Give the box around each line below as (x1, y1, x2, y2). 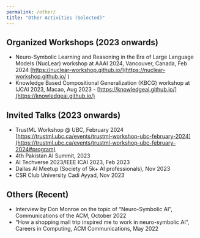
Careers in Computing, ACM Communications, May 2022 (15, 225, 159, 232)
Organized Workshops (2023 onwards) (6, 37, 159, 48)
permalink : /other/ (6, 9, 56, 15)
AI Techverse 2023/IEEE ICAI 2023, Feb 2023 (15, 159, 130, 166)
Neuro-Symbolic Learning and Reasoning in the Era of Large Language (15, 53, 194, 61)
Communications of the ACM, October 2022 (15, 212, 127, 219)
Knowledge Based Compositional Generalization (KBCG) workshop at (15, 79, 190, 87)
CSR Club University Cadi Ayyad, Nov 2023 (15, 171, 125, 179)
